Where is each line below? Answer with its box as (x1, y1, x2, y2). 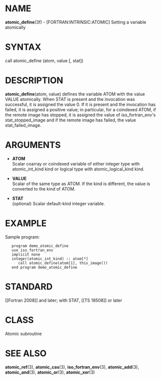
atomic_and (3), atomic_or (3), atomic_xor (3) (5, 369, 95, 375)
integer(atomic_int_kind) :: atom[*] (11, 256, 89, 261)
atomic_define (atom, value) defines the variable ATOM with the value (5, 91, 145, 97)
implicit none (11, 252, 40, 257)
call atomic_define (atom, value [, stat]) (5, 57, 84, 64)
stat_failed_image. (5, 122, 41, 128)
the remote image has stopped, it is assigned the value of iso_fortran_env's (5, 112, 156, 118)
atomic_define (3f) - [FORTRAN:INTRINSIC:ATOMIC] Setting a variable (5, 19, 146, 25)
